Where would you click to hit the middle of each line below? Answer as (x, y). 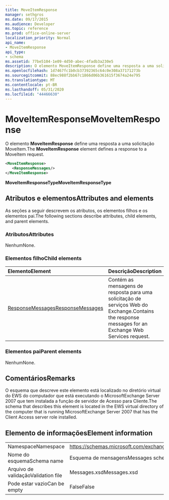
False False (82, 487)
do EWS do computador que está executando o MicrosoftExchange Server (82, 396)
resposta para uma (130, 293)
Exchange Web (126, 330)
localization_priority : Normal (38, 38)
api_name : (16, 43)
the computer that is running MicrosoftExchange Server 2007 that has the (81, 412)
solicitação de (124, 299)
